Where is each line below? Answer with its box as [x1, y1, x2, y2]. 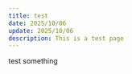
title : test [8, 11, 48, 20]
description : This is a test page [8, 34, 125, 43]
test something [8, 56, 58, 66]
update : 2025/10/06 [8, 27, 74, 35]
